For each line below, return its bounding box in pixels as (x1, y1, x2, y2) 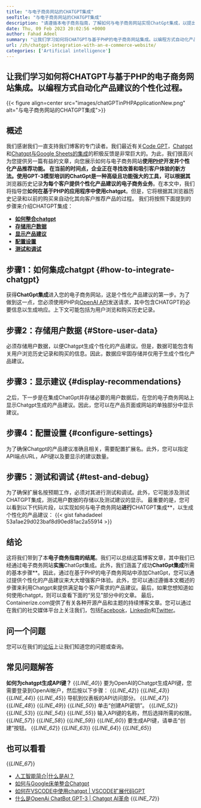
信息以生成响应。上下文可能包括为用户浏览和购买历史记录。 (11, 306, 159, 313)
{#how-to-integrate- (96, 265, 175, 275)
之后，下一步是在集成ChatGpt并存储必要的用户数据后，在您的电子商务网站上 (6, 394, 194, 401)
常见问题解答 (6, 662, 54, 672)
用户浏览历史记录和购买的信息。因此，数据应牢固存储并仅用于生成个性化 (11, 350, 190, 357)
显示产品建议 (14, 231, 47, 238)
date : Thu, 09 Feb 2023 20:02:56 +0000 (6, 25, 106, 32)
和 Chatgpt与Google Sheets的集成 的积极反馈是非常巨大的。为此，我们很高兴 (6, 150, 193, 157)
